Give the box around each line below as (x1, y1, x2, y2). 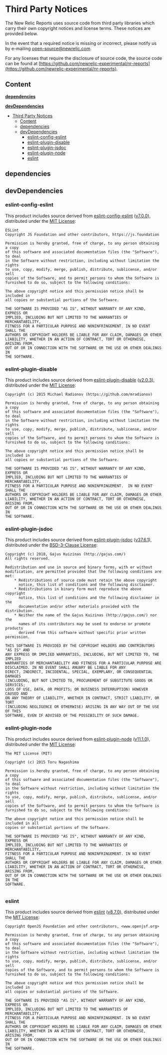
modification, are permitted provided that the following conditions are (5, 569, 162, 574)
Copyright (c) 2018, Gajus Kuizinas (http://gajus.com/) (5, 552, 126, 557)
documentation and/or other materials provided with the (18, 604, 140, 609)
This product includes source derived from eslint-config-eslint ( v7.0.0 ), (5, 213, 151, 219)
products (5, 626, 23, 631)
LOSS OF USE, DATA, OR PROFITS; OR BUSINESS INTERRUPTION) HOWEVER (5, 687, 149, 692)
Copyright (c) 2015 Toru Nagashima (5, 759, 79, 764)
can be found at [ (5, 60, 41, 66)
